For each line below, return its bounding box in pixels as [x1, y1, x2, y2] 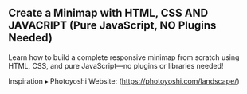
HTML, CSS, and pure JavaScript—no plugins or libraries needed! [8, 61, 224, 70]
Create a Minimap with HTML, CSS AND [8, 6, 209, 20]
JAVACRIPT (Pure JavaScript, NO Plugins [8, 19, 217, 33]
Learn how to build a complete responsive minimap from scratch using [8, 52, 240, 62]
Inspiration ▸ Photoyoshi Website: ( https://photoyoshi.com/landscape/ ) [8, 76, 240, 86]
